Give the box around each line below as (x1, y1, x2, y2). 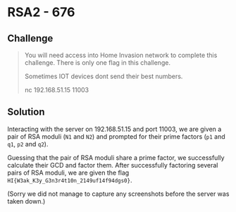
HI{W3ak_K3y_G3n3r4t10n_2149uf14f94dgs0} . (7, 175, 132, 184)
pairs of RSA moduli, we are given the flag (7, 168, 130, 177)
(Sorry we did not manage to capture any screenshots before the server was (7, 189, 230, 198)
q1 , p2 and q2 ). (7, 139, 49, 148)
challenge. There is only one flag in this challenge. (24, 58, 171, 67)
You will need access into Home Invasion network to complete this (24, 51, 218, 59)
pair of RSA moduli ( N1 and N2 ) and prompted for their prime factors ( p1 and (7, 132, 225, 141)
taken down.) (7, 197, 46, 205)
